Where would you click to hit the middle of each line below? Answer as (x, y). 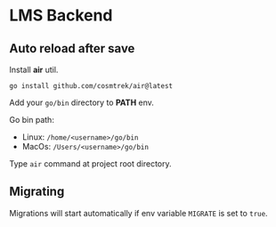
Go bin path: (32, 120)
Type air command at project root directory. (90, 164)
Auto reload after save (72, 49)
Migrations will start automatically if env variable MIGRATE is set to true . (139, 213)
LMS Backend (61, 16)
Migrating (37, 192)
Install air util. (34, 69)
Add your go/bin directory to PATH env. (81, 102)
